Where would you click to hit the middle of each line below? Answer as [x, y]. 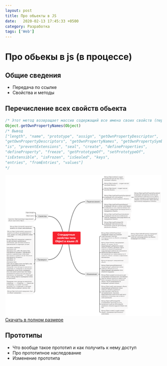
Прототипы [24, 335]
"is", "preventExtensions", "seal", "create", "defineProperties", [77, 147]
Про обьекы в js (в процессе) [69, 57]
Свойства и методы [33, 93]
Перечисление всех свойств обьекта [66, 108]
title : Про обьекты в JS [31, 16]
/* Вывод [14, 131]
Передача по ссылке [35, 87]
